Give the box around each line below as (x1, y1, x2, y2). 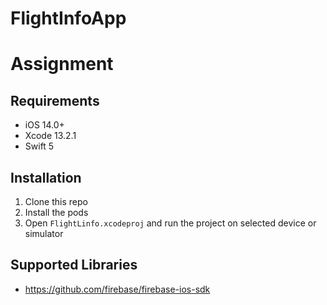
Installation (10, 169, 82, 186)
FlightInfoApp (10, 7, 127, 30)
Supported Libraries (10, 257, 138, 274)
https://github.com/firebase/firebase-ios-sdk (24, 283, 211, 295)
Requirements (10, 92, 100, 109)
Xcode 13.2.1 (24, 130, 77, 142)
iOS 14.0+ (24, 119, 65, 131)
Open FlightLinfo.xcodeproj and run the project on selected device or (24, 217, 317, 229)
